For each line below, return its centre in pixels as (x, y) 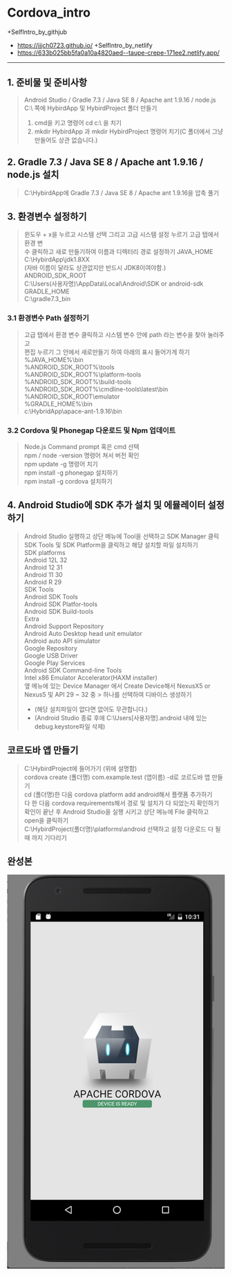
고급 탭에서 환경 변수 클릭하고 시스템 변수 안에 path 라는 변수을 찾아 (115, 334)
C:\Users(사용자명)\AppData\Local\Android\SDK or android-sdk (114, 284)
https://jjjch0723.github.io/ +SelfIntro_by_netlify (85, 45)
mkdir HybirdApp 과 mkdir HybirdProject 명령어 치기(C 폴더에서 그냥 (128, 131)
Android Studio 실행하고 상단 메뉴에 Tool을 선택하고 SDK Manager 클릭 (122, 536)
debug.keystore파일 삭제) (70, 726)
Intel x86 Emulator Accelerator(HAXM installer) (90, 677)
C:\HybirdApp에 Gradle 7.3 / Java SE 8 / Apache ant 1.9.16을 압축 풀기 (122, 192)
